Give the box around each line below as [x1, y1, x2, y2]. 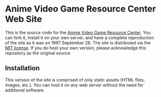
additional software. [5, 87, 45, 93]
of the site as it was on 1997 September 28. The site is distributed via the [5, 40, 151, 45]
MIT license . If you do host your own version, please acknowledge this [5, 45, 146, 51]
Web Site [5, 14, 42, 25]
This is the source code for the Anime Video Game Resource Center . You [5, 29, 151, 35]
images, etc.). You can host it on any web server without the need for [5, 82, 143, 88]
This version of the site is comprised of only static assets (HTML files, [5, 77, 145, 83]
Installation [5, 64, 40, 72]
